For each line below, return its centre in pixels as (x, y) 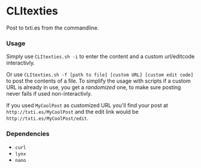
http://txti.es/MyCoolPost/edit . (47, 118)
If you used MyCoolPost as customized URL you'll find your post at (87, 105)
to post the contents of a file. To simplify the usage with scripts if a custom (98, 81)
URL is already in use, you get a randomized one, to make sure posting (94, 87)
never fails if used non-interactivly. (49, 94)
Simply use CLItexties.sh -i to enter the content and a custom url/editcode (100, 57)
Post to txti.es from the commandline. (52, 28)
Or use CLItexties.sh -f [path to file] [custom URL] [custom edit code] (100, 75)
